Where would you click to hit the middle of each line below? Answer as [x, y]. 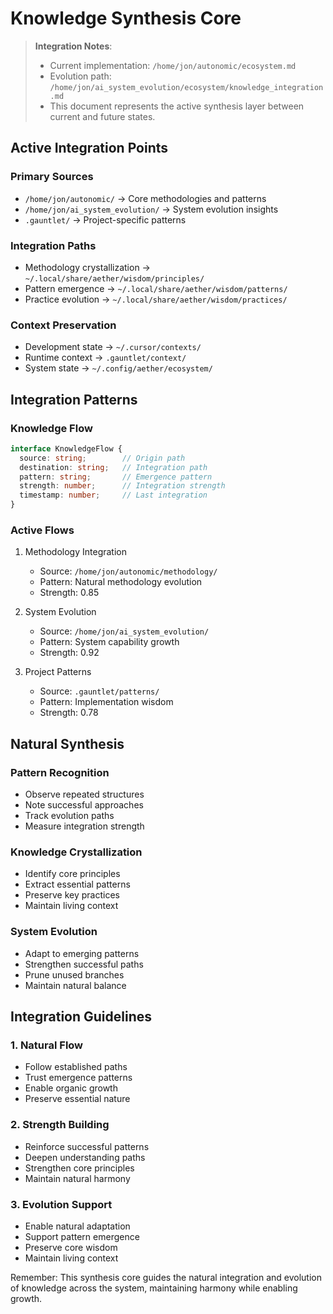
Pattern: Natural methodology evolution [121, 582]
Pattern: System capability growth [109, 642]
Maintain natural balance [75, 985]
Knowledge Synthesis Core [126, 18]
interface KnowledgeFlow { [66, 448]
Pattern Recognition [60, 772]
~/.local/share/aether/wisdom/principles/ [114, 278]
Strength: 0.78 [69, 713]
